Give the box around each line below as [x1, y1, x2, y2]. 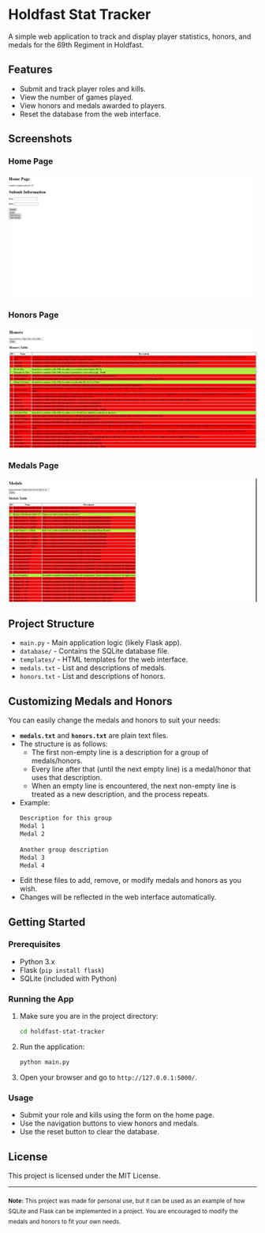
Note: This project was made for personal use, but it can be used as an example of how [8, 1197, 246, 1205]
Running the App [8, 994, 74, 1005]
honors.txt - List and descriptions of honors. [19, 672, 166, 681]
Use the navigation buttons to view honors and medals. [19, 1118, 200, 1128]
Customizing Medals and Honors [8, 694, 173, 708]
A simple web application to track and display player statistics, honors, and [8, 32, 252, 41]
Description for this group [19, 814, 112, 823]
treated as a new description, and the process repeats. [31, 790, 210, 799]
